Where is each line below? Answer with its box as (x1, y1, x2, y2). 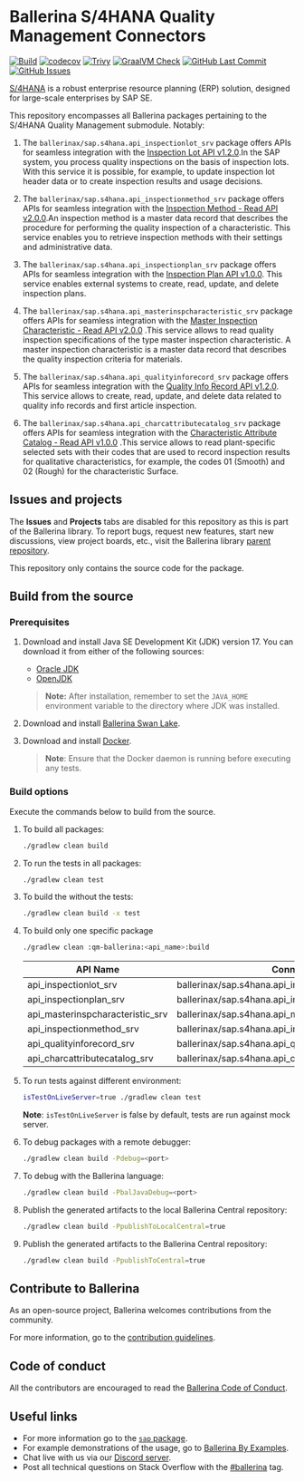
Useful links (9, 1408, 79, 1424)
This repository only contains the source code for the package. (9, 562, 244, 573)
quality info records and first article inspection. (22, 400, 197, 411)
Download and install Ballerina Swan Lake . (22, 718, 181, 729)
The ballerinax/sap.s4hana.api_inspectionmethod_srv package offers (22, 193, 285, 204)
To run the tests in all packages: (22, 857, 142, 868)
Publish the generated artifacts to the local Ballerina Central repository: (22, 1204, 288, 1215)
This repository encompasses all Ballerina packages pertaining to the (9, 110, 268, 121)
